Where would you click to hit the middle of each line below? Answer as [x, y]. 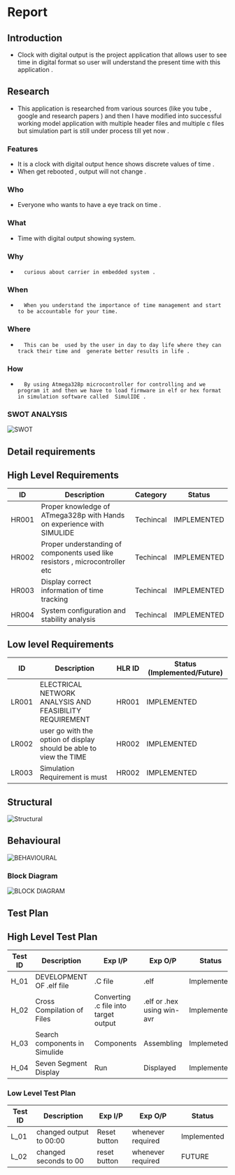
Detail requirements [51, 451]
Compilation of [59, 1010]
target [104, 1015]
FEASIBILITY [60, 711]
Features [23, 149]
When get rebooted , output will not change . [82, 171]
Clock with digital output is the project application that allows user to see [122, 55]
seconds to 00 [60, 1160]
